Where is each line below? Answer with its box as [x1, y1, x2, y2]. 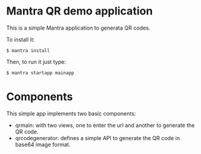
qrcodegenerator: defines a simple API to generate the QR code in [15, 134, 180, 141]
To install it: [6, 36, 35, 43]
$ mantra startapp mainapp [6, 69, 74, 76]
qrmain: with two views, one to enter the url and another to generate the [15, 121, 195, 129]
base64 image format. [15, 141, 71, 148]
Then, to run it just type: [6, 58, 67, 65]
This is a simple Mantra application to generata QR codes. [6, 24, 151, 31]
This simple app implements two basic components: [6, 110, 136, 117]
